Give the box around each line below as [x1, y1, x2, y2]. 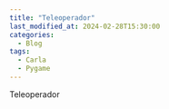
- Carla [17, 55, 47, 64]
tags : [9, 47, 30, 56]
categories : [9, 30, 55, 39]
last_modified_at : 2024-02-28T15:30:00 [9, 22, 161, 31]
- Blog [17, 38, 43, 48]
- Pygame [17, 64, 51, 74]
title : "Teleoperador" [9, 13, 95, 23]
